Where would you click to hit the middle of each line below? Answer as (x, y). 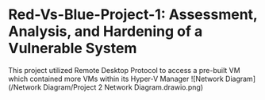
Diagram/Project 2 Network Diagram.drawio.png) (123, 87)
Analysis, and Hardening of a (106, 31)
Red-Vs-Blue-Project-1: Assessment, (133, 15)
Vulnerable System (73, 48)
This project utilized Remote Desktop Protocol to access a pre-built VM (124, 70)
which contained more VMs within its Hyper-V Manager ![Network (116, 79)
